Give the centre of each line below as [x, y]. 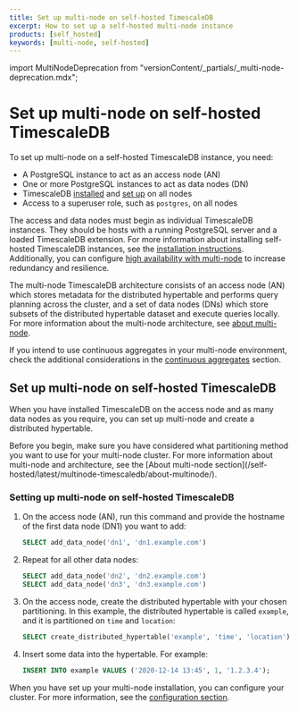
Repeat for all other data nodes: [80, 560]
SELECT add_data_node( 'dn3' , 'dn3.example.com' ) [114, 585]
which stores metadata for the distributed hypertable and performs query [144, 295]
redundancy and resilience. [59, 268]
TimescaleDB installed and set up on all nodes [107, 194]
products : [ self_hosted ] [55, 34]
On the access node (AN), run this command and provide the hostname [153, 517]
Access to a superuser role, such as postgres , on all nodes [130, 203]
